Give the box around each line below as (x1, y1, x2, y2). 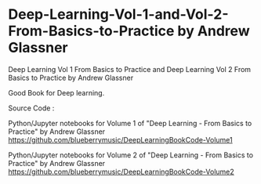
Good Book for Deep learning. (8, 88, 105, 97)
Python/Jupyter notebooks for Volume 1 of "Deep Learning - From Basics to (8, 118, 252, 128)
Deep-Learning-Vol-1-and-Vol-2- (8, 5, 229, 23)
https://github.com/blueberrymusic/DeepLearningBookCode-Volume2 (8, 167, 235, 176)
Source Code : (8, 103, 55, 113)
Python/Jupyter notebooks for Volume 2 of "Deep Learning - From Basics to (8, 150, 253, 160)
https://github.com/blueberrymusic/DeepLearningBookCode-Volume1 (8, 135, 233, 144)
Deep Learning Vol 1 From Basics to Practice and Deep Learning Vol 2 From (8, 64, 252, 74)
